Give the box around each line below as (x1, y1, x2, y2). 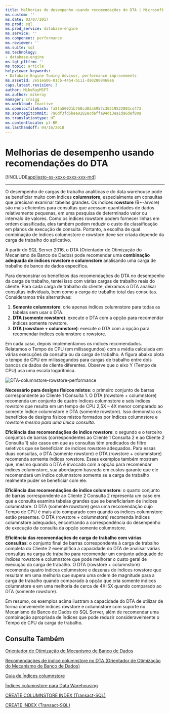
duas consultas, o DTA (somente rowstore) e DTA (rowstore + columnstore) (5, 451, 162, 457)
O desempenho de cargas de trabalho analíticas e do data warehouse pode (5, 189, 162, 195)
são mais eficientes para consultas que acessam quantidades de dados (5, 205, 155, 211)
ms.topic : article (5, 64, 44, 69)
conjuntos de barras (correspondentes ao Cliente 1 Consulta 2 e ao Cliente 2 (5, 434, 165, 440)
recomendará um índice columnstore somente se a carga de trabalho (5, 472, 149, 478)
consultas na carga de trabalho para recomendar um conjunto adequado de (5, 551, 163, 557)
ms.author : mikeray (5, 92, 47, 97)
